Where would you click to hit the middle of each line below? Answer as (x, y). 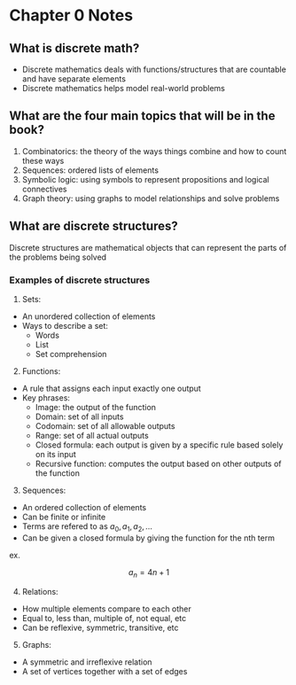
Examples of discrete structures (80, 280)
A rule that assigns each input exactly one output (111, 388)
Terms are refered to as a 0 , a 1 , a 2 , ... (87, 527)
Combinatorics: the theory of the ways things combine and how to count (154, 151)
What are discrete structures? (94, 226)
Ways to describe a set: (65, 325)
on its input (56, 454)
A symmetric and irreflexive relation (87, 662)
